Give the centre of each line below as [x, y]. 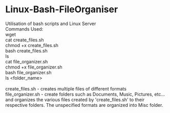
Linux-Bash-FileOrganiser [62, 9]
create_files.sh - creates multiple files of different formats [66, 88]
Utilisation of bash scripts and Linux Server [51, 24]
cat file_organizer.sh [27, 61]
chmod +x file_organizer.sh [34, 67]
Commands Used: [24, 29]
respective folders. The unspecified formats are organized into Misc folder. [84, 105]
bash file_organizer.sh [29, 72]
